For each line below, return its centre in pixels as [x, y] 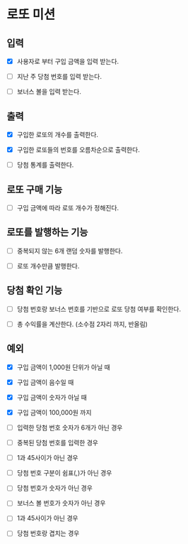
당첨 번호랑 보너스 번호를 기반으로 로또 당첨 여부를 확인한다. [99, 309]
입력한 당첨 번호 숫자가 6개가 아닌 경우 [70, 428]
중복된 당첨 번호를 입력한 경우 [57, 443]
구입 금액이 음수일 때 [45, 382]
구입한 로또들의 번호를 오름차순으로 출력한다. [78, 150]
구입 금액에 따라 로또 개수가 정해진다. [68, 208]
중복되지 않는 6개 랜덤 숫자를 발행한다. [70, 251]
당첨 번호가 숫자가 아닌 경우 [55, 488]
